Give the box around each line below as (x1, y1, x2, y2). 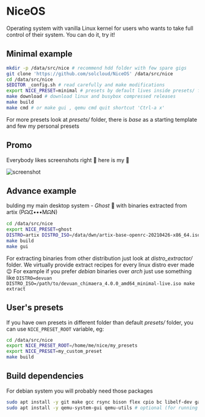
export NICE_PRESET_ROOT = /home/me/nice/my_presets (6, 342, 138, 349)
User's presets (6, 303, 64, 313)
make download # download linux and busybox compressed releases (6, 94, 176, 100)
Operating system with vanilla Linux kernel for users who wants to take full (6, 24, 193, 32)
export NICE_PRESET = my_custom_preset (6, 349, 103, 355)
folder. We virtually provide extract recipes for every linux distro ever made (6, 261, 195, 268)
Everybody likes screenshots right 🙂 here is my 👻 (6, 156, 130, 163)
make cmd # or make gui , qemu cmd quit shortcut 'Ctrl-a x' (6, 105, 165, 111)
